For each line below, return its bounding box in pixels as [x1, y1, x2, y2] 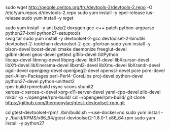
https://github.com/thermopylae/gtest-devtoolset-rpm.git [5, 100, 125, 105]
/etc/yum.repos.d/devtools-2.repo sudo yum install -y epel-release [5, 10, 146, 16]
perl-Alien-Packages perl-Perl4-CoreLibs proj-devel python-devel [5, 73, 144, 79]
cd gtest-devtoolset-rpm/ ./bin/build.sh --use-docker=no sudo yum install [5, 109, 160, 115]
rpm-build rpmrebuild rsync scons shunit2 [5, 84, 94, 90]
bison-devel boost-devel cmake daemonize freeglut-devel [5, 46, 127, 52]
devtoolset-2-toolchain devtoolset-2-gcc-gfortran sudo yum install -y [5, 41, 151, 47]
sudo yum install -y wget [22, 15, 74, 21]
